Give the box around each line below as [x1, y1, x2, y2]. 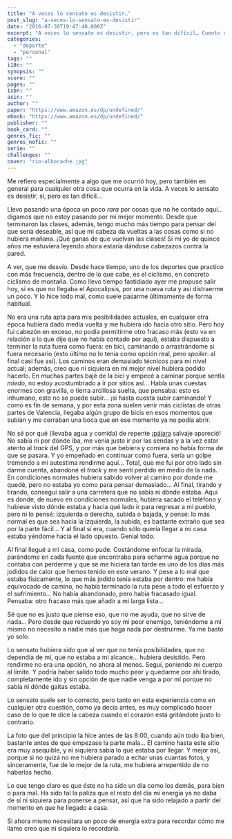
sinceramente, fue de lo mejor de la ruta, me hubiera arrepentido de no [7, 760, 209, 768]
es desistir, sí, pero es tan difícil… [7, 192, 102, 200]
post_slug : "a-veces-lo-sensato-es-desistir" [7, 17, 140, 24]
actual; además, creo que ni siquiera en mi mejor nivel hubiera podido [7, 364, 206, 372]
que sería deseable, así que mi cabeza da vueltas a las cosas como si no [7, 227, 214, 235]
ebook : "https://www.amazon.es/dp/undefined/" [7, 113, 144, 120]
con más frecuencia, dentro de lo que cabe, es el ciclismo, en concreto [7, 270, 209, 278]
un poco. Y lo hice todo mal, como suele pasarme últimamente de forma [7, 292, 213, 300]
